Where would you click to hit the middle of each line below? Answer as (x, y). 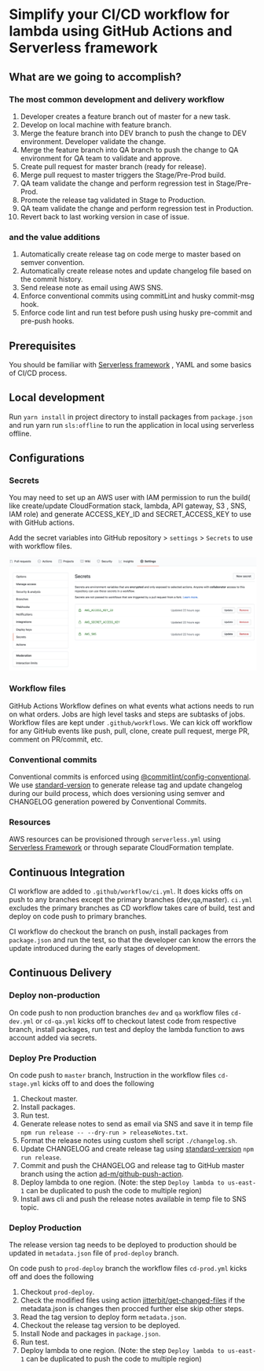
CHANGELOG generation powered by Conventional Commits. (108, 802)
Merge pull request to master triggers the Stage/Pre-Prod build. (123, 175)
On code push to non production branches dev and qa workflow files (119, 1012)
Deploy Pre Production (53, 1058)
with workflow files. (41, 546)
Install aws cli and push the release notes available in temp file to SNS (133, 1199)
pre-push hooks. (47, 321)
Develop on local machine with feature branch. (96, 124)
